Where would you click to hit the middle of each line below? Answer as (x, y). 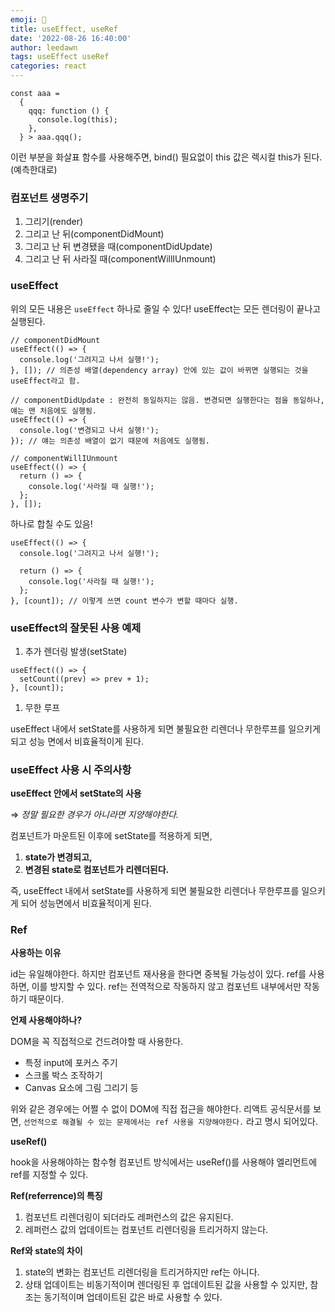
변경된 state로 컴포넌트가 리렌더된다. (97, 870)
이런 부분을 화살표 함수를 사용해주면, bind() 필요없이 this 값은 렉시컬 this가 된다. (166, 157)
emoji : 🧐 (28, 19)
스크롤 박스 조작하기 (63, 1075)
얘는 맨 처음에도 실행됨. (54, 411)
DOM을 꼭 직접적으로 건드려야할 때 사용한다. (97, 1042)
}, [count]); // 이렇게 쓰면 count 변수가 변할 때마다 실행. (124, 601)
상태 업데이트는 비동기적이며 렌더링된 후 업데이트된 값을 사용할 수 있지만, (166, 1285)
